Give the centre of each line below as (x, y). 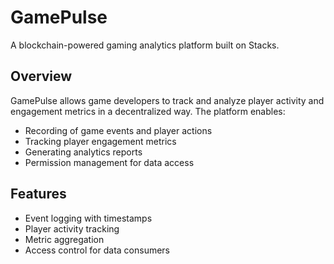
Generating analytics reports (83, 152)
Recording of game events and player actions (118, 130)
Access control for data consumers (97, 250)
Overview (41, 76)
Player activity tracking (72, 228)
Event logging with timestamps (88, 218)
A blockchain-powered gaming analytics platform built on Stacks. (145, 45)
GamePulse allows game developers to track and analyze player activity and (167, 100)
